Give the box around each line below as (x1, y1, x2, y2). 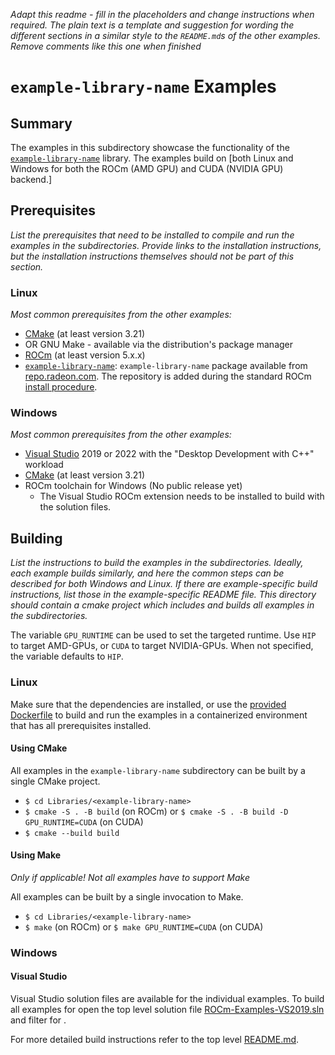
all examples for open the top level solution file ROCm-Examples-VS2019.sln (10, 1004, 325, 1016)
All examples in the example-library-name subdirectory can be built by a (10, 764, 306, 776)
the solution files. (39, 501, 112, 513)
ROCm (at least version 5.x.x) (24, 349, 146, 361)
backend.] (10, 174, 53, 185)
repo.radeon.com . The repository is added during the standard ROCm (24, 370, 312, 383)
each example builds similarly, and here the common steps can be (10, 567, 285, 579)
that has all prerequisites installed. (10, 719, 152, 731)
